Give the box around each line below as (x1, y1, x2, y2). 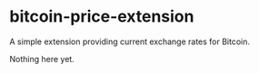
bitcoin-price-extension (9, 6, 194, 27)
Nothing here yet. (9, 53, 75, 64)
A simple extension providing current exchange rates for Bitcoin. (9, 36, 251, 47)
